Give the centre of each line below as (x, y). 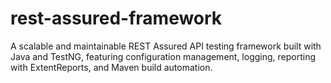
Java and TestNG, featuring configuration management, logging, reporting (163, 56)
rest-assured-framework (116, 18)
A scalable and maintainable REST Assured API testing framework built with (166, 46)
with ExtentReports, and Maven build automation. (111, 67)
